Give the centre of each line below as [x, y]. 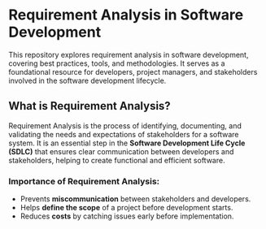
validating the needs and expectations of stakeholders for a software [124, 134]
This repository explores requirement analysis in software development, [129, 54]
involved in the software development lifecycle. [87, 80]
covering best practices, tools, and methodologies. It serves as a [117, 63]
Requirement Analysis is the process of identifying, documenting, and [125, 125]
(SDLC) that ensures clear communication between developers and [121, 151]
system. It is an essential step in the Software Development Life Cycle [127, 143]
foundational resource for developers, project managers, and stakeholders [133, 71]
